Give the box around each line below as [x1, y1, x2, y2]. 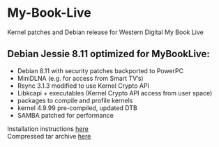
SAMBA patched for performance [17, 111, 114, 119]
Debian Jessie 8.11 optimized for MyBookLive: [7, 48, 211, 60]
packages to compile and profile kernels [17, 96, 133, 105]
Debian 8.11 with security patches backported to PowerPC [17, 66, 183, 75]
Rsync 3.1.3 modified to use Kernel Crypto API [17, 82, 150, 90]
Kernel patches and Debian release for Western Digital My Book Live [7, 28, 204, 36]
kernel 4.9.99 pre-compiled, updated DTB [17, 103, 137, 112]
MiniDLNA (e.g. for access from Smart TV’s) [17, 74, 144, 82]
